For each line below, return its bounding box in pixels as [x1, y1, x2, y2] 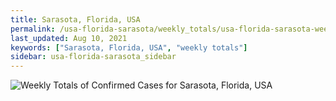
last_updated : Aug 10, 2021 [10, 33, 128, 43]
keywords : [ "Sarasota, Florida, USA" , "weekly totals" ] [10, 42, 248, 53]
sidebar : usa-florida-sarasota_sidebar [10, 52, 177, 62]
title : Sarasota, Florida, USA [10, 14, 141, 25]
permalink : [10, 24, 56, 34]
